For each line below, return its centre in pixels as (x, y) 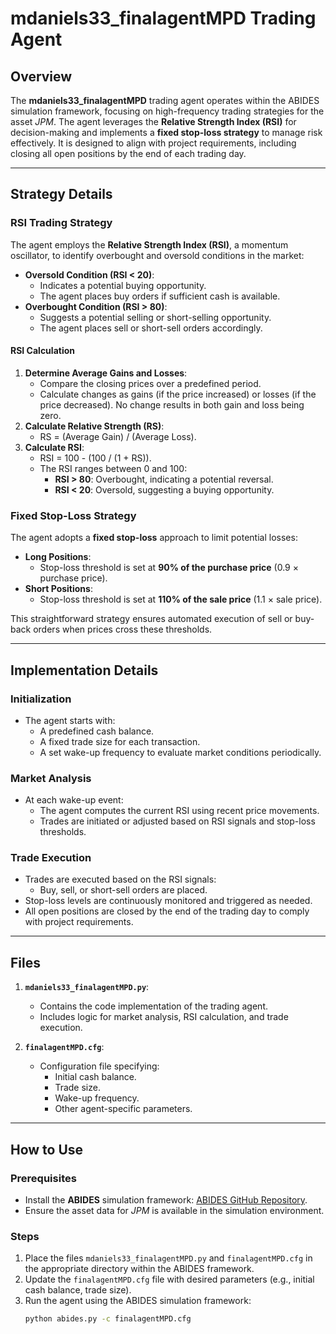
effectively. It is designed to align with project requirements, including (153, 143)
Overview (41, 76)
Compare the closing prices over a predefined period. (150, 383)
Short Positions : (58, 589)
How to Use (47, 1149)
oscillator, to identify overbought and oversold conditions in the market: (157, 255)
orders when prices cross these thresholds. (123, 629)
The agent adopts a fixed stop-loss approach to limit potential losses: (154, 538)
